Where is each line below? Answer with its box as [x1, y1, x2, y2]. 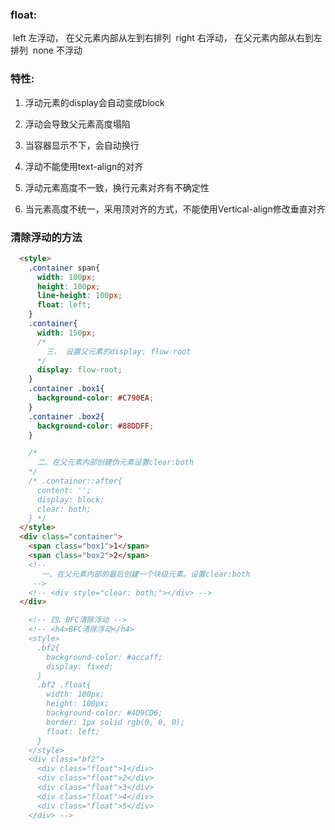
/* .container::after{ [28, 476, 123, 487]
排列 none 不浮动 [10, 44, 83, 57]
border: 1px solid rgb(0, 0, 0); [46, 717, 186, 727]
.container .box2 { [28, 411, 105, 422]
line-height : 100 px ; [36, 291, 123, 301]
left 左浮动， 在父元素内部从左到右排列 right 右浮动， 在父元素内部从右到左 [12, 32, 323, 44]
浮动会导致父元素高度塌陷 [24, 118, 131, 130]
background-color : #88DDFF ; [36, 421, 155, 431]
